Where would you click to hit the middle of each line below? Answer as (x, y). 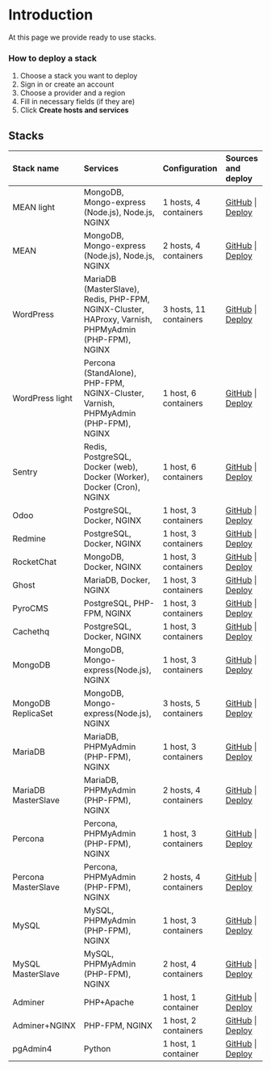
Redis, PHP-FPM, (117, 299)
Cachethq (31, 632)
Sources (242, 158)
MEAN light (33, 208)
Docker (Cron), (112, 487)
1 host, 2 (179, 1021)
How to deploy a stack (53, 58)
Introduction (51, 15)
